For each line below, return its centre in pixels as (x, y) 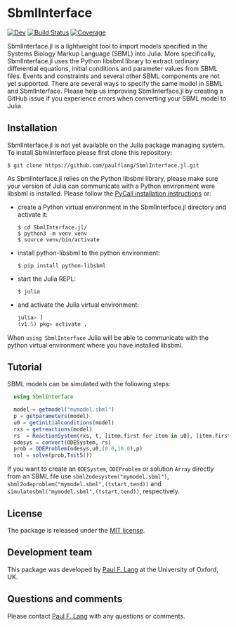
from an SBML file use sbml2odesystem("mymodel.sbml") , (88, 476)
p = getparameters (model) (52, 417)
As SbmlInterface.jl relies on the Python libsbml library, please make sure (113, 178)
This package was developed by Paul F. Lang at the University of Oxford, (113, 569)
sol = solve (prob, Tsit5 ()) (53, 455)
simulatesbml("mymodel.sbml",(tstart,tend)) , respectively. (94, 491)
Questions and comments (65, 599)
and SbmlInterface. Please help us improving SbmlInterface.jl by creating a (115, 91)
